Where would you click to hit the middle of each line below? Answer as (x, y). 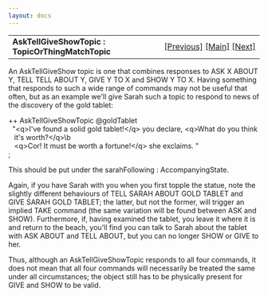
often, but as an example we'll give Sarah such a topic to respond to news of (134, 96)
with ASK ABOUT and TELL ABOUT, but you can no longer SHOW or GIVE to (134, 236)
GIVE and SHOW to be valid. (55, 285)
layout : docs (30, 16)
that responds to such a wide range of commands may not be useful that (128, 88)
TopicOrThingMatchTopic (62, 51)
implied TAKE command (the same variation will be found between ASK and (132, 210)
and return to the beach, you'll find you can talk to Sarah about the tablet (128, 227)
